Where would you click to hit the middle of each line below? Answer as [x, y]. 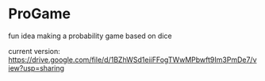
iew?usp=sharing [36, 67]
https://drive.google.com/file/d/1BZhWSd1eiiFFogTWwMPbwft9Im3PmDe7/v [132, 60]
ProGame [40, 14]
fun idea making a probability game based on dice [90, 36]
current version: [35, 51]
